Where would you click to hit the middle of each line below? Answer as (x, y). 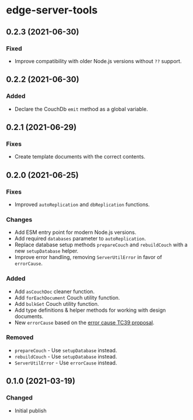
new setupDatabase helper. (46, 251)
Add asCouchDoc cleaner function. (54, 291)
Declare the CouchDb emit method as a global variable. (81, 109)
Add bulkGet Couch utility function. (57, 304)
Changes (19, 219)
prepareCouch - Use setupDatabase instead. (66, 350)
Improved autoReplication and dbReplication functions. (82, 204)
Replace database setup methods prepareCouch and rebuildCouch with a (101, 245)
